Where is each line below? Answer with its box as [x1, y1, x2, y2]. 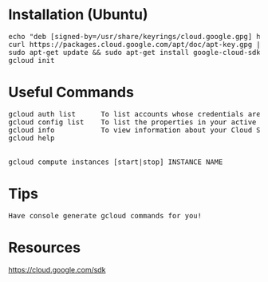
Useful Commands [8, 84, 134, 101]
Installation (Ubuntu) [8, 6, 148, 24]
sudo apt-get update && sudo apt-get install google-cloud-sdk [8, 48, 261, 57]
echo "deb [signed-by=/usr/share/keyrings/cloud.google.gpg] [8, 32, 253, 41]
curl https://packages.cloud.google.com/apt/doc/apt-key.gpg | [8, 40, 261, 49]
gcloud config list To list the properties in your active [8, 117, 257, 127]
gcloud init [8, 56, 55, 65]
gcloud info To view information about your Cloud [8, 125, 253, 135]
